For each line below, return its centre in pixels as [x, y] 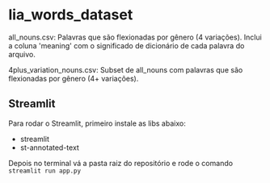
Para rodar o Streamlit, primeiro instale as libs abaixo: [97, 123]
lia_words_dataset [71, 15]
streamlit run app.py [45, 171]
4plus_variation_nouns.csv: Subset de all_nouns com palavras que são [126, 69]
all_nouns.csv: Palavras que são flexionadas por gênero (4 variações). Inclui [135, 37]
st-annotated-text [49, 148]
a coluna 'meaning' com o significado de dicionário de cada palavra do [127, 45]
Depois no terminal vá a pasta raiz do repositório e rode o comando [120, 163]
